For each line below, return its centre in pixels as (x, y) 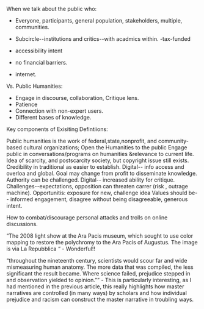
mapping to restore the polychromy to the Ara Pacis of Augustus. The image (102, 242)
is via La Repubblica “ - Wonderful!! (51, 249)
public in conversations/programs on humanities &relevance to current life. (100, 154)
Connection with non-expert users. (59, 111)
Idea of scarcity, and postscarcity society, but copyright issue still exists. (98, 160)
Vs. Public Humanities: (35, 86)
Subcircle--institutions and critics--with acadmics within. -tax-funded (103, 39)
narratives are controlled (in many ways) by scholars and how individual (97, 293)
